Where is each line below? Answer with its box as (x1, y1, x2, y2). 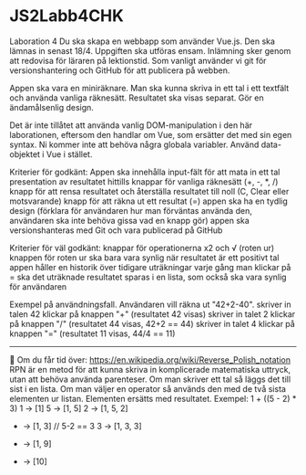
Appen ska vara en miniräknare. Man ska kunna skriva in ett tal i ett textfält (9, 82, 290, 93)
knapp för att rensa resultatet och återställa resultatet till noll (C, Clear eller (9, 185, 290, 196)
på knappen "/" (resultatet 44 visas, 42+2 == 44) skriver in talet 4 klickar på (9, 318, 296, 329)
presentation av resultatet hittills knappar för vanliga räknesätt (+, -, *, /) (9, 175, 279, 187)
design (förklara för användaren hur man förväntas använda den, (9, 205, 252, 216)
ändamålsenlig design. (9, 101, 94, 112)
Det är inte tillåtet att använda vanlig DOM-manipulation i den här (9, 120, 253, 131)
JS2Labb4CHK (9, 5, 125, 26)
